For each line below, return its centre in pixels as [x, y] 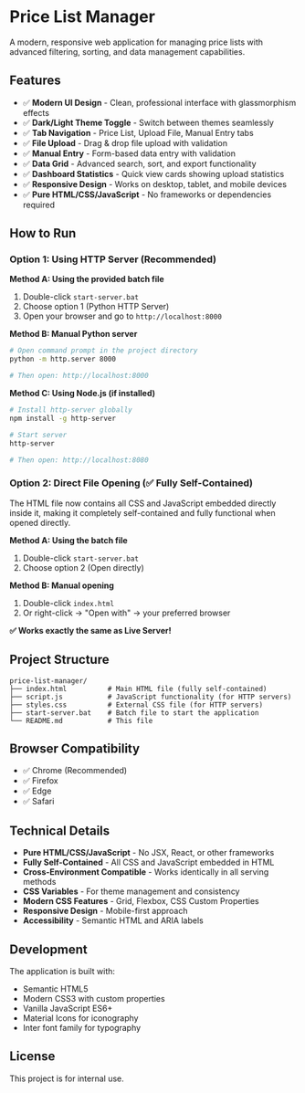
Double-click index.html [68, 603]
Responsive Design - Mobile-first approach [105, 911]
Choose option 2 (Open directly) [83, 567]
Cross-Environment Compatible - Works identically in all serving [146, 872]
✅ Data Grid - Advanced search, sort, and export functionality [140, 163]
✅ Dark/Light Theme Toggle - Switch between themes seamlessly [148, 122]
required [39, 205]
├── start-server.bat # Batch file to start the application [134, 713]
